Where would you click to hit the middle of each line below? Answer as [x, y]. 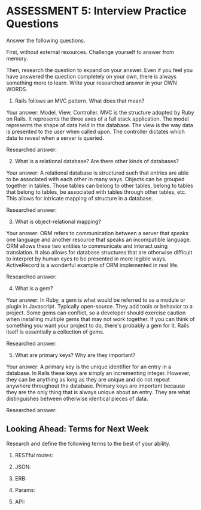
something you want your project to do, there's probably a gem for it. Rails [98, 325]
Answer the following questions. [46, 40]
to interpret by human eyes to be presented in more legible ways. [86, 259]
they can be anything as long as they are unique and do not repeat [88, 379]
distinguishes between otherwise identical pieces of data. [77, 398]
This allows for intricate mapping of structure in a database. [80, 198]
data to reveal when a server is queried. [55, 138]
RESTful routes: [34, 455]
